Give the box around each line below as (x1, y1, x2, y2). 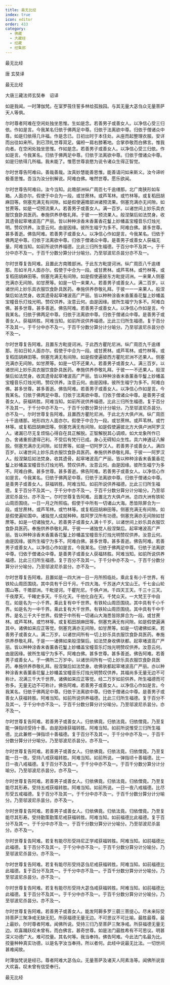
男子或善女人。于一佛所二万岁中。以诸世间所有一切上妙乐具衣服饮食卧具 (5, 656, 156, 663)
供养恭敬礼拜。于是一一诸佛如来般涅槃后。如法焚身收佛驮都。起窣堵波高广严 (5, 638, 165, 644)
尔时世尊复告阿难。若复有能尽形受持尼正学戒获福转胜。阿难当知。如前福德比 (5, 838, 165, 844)
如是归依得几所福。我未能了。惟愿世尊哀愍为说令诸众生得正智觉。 (5, 158, 143, 164)
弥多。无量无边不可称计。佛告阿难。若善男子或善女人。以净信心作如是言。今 (5, 682, 165, 688)
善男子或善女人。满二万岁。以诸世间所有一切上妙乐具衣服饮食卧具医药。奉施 (5, 631, 165, 638)
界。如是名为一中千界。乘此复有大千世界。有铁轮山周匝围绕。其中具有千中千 (5, 606, 165, 612)
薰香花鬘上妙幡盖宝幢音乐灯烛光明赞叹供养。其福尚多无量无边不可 (27, 669, 165, 676)
